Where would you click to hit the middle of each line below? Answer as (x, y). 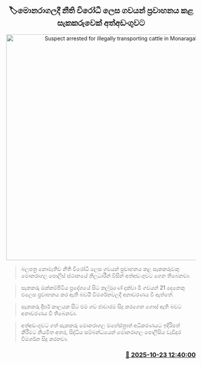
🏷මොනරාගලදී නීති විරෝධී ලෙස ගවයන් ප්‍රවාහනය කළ (101, 11)
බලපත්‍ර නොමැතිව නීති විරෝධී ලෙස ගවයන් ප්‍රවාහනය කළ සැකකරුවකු (100, 269)
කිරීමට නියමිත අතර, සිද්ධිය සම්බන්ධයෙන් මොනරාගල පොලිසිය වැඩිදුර (101, 332)
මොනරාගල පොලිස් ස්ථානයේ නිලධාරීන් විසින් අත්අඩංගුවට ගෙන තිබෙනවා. (106, 275)
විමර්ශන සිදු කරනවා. (44, 338)
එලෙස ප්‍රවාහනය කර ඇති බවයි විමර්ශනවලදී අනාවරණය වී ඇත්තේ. (97, 294)
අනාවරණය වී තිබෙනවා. (49, 313)
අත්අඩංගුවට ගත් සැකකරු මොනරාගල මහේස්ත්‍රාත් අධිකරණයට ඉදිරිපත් (100, 325)
